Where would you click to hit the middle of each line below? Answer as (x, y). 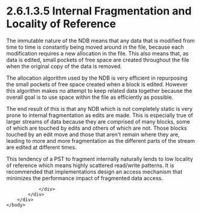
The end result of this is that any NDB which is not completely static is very (100, 109)
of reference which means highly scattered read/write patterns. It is (90, 165)
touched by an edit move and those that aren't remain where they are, (93, 134)
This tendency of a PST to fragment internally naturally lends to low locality (100, 159)
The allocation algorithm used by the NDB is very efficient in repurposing (97, 78)
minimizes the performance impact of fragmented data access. (85, 178)
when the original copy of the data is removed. (64, 66)
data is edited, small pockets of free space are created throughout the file (98, 60)
